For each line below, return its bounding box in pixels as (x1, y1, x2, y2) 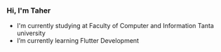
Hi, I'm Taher (6, 6, 51, 15)
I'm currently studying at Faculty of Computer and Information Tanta (16, 22, 215, 30)
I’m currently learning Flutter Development (16, 37, 140, 45)
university (16, 29, 46, 37)
